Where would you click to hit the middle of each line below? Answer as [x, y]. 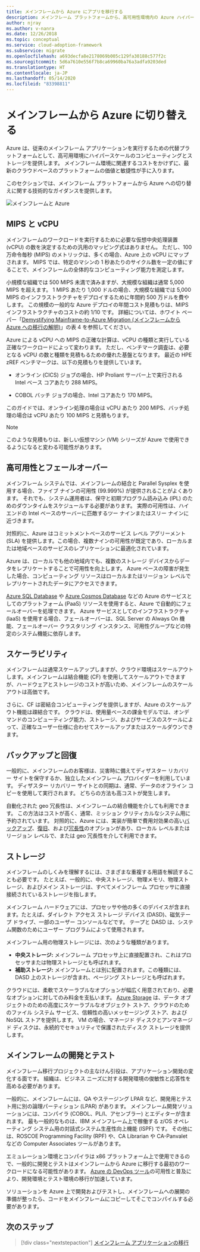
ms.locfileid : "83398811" [38, 84]
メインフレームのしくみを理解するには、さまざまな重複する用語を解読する [97, 872]
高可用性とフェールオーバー [57, 468]
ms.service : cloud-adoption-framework [54, 45]
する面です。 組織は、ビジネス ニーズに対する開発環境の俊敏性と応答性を [101, 1078]
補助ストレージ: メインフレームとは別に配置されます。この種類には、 [99, 970]
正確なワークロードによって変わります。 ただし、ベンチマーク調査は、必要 [98, 347]
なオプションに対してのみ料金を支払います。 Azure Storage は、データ [93, 997]
